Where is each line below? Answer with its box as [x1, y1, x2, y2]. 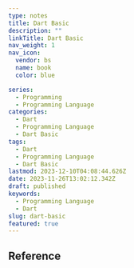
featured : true [8, 219, 59, 228]
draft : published [8, 182, 66, 190]
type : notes [8, 11, 48, 20]
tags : [8, 138, 26, 146]
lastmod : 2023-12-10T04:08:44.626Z [8, 167, 127, 176]
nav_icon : [8, 49, 41, 57]
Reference [8, 249, 61, 262]
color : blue [15, 71, 56, 79]
